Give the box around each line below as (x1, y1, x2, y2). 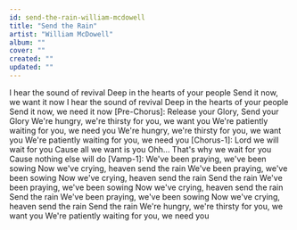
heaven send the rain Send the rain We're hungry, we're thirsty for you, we (9, 201, 284, 211)
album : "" (9, 37, 46, 47)
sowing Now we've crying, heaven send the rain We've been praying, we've (9, 162, 288, 174)
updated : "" (9, 63, 54, 72)
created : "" (9, 54, 54, 63)
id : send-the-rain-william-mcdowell (9, 12, 145, 22)
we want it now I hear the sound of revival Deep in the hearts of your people (9, 96, 289, 107)
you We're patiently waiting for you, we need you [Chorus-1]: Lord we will (9, 135, 279, 145)
